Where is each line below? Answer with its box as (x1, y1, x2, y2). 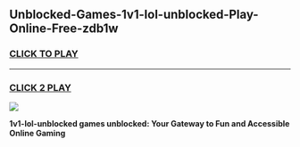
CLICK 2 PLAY (9, 81, 71, 94)
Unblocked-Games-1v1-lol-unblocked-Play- (9, 7, 259, 22)
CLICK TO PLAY (9, 48, 79, 61)
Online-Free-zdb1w (9, 21, 119, 37)
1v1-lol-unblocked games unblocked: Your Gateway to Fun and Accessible (9, 118, 290, 128)
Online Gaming (9, 127, 66, 138)
